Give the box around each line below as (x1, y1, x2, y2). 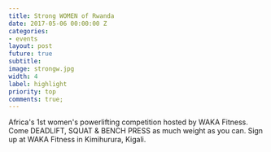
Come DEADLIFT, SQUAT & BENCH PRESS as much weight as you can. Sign (8, 126, 263, 136)
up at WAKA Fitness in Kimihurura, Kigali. (8, 135, 146, 145)
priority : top (8, 87, 57, 96)
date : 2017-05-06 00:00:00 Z (8, 20, 107, 28)
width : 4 (8, 72, 38, 80)
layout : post (8, 42, 53, 50)
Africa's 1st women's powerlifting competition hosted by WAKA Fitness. (8, 117, 248, 127)
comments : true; (8, 95, 63, 103)
